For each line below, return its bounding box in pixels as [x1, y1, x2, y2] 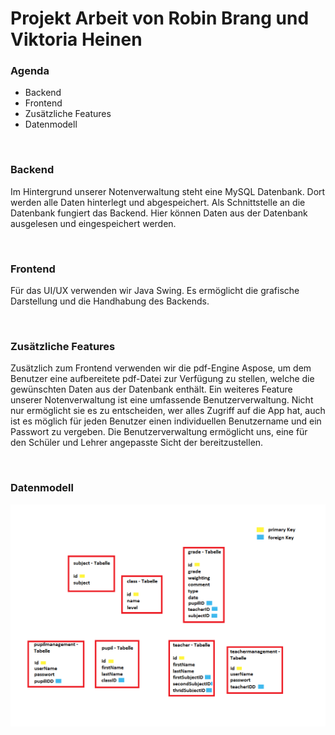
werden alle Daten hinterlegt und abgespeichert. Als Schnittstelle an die [10, 196, 306, 208]
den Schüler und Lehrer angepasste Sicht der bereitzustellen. [10, 437, 264, 449]
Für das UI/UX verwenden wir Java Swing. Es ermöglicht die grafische [10, 285, 300, 297]
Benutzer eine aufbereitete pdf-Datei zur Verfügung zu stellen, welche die [10, 373, 315, 385]
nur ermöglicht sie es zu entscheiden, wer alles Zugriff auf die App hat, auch [10, 405, 326, 417]
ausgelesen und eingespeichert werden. [10, 217, 177, 229]
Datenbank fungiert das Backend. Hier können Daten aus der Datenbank [10, 207, 308, 219]
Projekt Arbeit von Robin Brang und [10, 7, 310, 30]
